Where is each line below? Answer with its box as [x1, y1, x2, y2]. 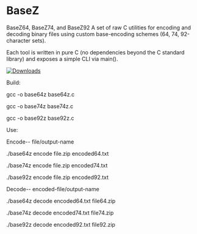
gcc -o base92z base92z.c [6, 114, 74, 122]
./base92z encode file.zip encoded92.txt [6, 174, 109, 181]
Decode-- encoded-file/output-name [6, 185, 99, 192]
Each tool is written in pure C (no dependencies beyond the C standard [6, 48, 185, 56]
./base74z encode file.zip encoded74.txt [6, 161, 108, 169]
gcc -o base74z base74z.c [6, 102, 74, 110]
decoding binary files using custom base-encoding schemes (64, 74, [6, 30, 180, 37]
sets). [32, 37, 46, 44]
